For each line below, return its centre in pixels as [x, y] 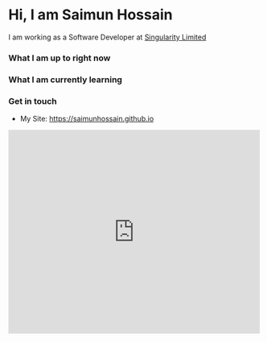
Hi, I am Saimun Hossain [90, 15]
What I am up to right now [60, 58]
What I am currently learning [66, 80]
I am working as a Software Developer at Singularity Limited [107, 37]
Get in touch [33, 101]
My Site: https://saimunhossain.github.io [87, 119]
